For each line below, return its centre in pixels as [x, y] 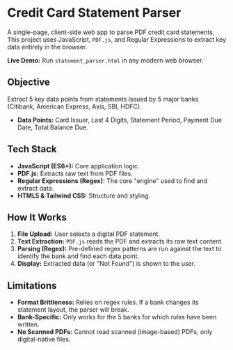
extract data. [35, 188]
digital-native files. [44, 340]
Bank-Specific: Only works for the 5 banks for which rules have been [117, 317]
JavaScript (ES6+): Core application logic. [78, 166]
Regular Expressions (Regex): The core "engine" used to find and [112, 181]
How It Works [37, 217]
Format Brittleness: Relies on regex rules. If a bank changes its [108, 302]
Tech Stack [32, 149]
